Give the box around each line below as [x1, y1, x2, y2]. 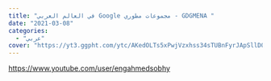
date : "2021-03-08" [8, 19, 74, 27]
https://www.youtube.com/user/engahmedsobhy [8, 63, 171, 73]
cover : [8, 42, 31, 50]
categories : [8, 26, 48, 34]
